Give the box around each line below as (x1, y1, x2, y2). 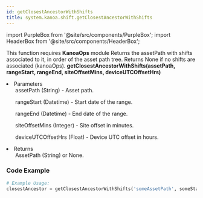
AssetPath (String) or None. (14, 152, 84, 159)
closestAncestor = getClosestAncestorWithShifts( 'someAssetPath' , (6, 185, 177, 192)
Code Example (6, 167, 50, 175)
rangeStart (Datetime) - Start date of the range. (14, 98, 133, 106)
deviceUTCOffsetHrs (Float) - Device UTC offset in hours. (14, 133, 159, 141)
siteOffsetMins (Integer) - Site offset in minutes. (14, 121, 134, 129)
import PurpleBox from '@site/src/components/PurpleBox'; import (6, 31, 171, 38)
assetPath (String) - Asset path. (14, 86, 94, 94)
